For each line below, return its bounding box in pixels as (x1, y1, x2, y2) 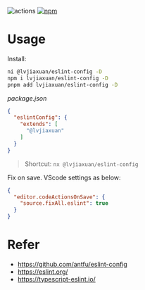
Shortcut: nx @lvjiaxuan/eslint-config (24, 159, 139, 168)
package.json (7, 94, 47, 102)
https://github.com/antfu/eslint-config (17, 260, 128, 268)
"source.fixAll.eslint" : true (20, 200, 109, 207)
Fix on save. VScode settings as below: (7, 173, 121, 182)
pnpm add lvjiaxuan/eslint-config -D (7, 81, 118, 88)
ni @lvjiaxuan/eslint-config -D (7, 68, 102, 75)
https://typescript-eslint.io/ (17, 275, 96, 283)
